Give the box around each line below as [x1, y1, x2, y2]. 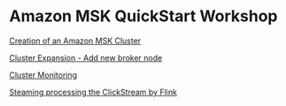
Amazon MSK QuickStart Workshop [9, 6, 278, 26]
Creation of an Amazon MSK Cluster [9, 35, 142, 46]
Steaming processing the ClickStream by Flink [9, 87, 177, 97]
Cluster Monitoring [9, 69, 78, 80]
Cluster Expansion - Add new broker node [9, 52, 163, 63]
